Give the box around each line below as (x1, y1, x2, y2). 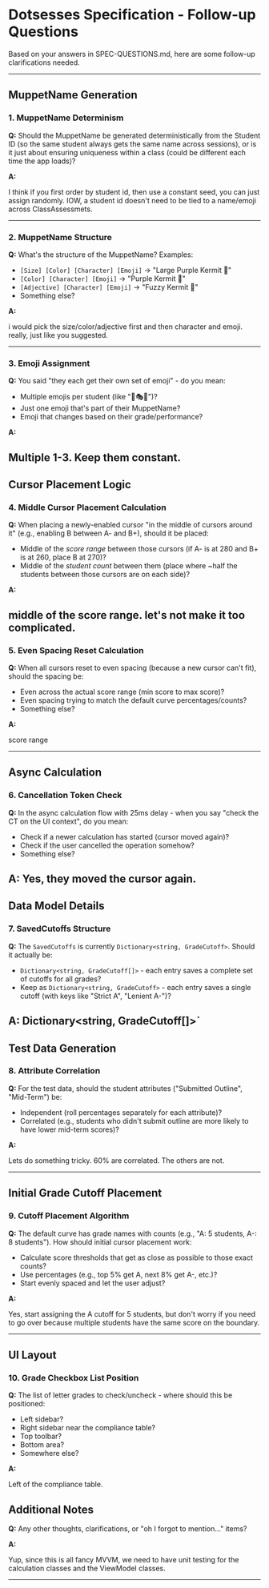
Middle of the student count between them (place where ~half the (19, 561, 238, 571)
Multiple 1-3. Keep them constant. (8, 451, 182, 464)
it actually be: (8, 950, 53, 960)
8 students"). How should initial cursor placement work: (8, 1237, 192, 1246)
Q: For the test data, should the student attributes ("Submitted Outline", (8, 1083, 243, 1093)
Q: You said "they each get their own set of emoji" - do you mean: (8, 376, 226, 386)
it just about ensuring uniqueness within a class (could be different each (8, 147, 247, 157)
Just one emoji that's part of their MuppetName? (19, 403, 181, 413)
